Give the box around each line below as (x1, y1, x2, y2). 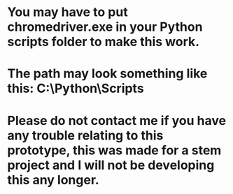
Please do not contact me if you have (7, 112, 226, 128)
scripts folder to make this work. (7, 34, 200, 50)
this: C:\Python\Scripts (7, 81, 145, 96)
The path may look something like (7, 66, 208, 82)
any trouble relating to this (7, 127, 164, 143)
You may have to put (7, 4, 128, 20)
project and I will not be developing (7, 157, 215, 173)
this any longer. (7, 172, 99, 188)
